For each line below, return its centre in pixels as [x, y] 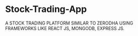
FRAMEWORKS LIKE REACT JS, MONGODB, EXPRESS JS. [65, 28]
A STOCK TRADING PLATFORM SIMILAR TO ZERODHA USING [69, 23]
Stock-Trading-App [46, 9]
